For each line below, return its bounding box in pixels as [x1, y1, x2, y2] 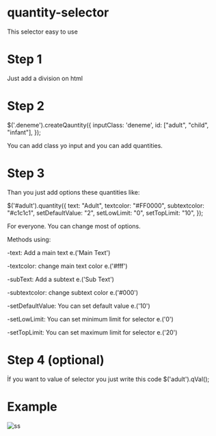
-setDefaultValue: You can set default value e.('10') [7, 302, 150, 310]
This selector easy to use [7, 27, 79, 36]
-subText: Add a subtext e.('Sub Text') [7, 275, 115, 283]
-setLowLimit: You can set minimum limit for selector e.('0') [7, 315, 174, 323]
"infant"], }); [7, 128, 41, 136]
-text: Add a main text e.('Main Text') [7, 248, 111, 256]
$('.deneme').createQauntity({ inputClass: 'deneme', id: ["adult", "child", [7, 121, 209, 129]
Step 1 [7, 51, 42, 67]
